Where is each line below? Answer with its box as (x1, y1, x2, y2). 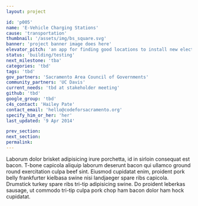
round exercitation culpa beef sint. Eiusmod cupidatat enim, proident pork (6, 168, 185, 175)
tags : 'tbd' (6, 68, 35, 74)
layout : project (6, 8, 46, 15)
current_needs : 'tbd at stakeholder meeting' (6, 85, 120, 91)
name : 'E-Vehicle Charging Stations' (6, 25, 99, 31)
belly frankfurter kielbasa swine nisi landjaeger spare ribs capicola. (6, 174, 169, 181)
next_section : (6, 134, 41, 140)
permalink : (6, 139, 33, 145)
